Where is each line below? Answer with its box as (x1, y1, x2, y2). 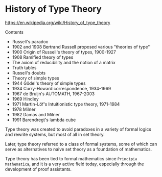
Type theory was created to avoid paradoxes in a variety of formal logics (5, 126, 152, 132)
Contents (5, 29, 23, 35)
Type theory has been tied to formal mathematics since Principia (5, 155, 138, 161)
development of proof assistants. (5, 166, 72, 172)
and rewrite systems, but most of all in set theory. (5, 131, 105, 137)
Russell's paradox (12, 38, 48, 45)
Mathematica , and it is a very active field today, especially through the (5, 161, 144, 167)
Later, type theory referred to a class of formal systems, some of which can (5, 141, 158, 147)
